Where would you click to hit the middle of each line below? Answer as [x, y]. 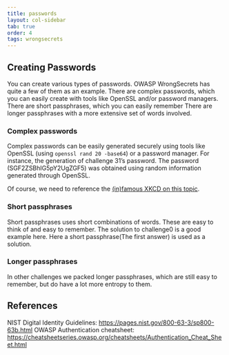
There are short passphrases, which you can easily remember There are [110, 106]
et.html [17, 344]
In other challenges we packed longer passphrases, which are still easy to [112, 276]
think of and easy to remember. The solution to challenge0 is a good [104, 229]
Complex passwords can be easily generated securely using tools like [106, 146]
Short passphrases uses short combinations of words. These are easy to [110, 222]
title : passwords [32, 13]
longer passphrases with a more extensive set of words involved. [99, 113]
